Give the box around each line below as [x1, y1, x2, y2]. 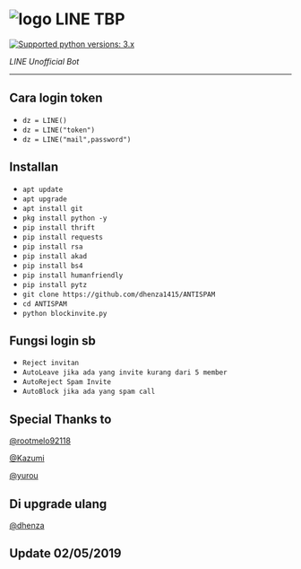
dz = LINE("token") [21, 126, 96, 135]
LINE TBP [55, 9, 125, 30]
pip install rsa [21, 242, 83, 251]
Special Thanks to [9, 411, 112, 426]
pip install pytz [21, 280, 88, 289]
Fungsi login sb [9, 333, 97, 348]
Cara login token [9, 91, 103, 106]
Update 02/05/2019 [9, 546, 123, 561]
